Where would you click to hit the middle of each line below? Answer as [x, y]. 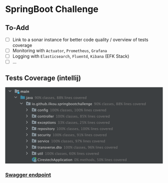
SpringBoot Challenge [52, 9]
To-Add [17, 28]
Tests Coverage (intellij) [43, 78]
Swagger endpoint [28, 174]
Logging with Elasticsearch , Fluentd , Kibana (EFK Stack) [71, 56]
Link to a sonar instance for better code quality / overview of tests [80, 39]
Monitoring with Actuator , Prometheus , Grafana [60, 50]
